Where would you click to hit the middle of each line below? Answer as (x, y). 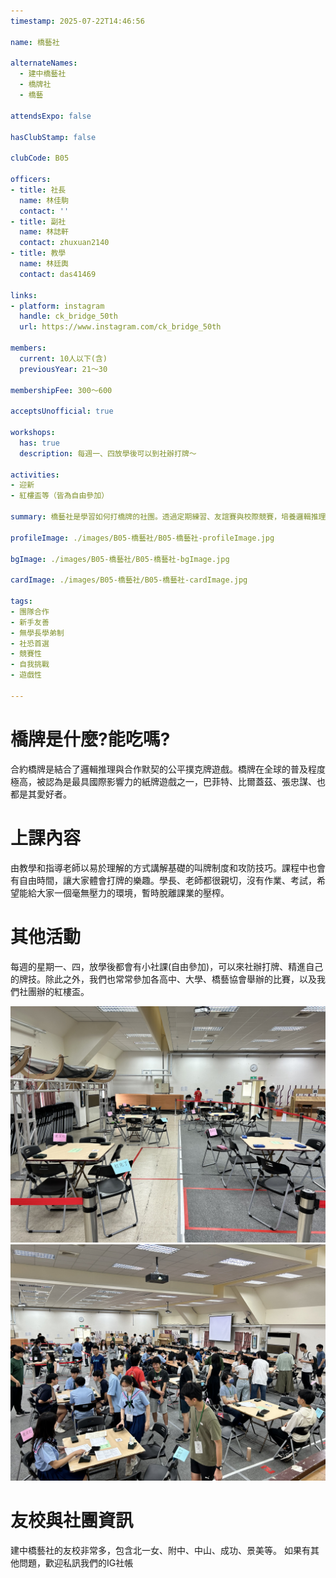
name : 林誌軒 (44, 232)
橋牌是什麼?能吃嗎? (90, 739)
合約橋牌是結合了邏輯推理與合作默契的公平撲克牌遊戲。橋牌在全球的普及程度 (168, 769)
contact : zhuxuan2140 (64, 243)
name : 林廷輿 (44, 264)
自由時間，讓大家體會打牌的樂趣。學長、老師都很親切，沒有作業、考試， (167, 880)
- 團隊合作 (30, 611)
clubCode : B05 (40, 158)
